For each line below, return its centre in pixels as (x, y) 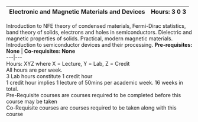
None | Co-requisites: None (41, 51)
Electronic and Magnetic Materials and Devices (77, 12)
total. (12, 89)
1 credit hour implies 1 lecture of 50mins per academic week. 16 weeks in (95, 83)
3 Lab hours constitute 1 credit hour (49, 76)
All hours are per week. (35, 70)
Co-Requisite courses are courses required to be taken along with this (91, 108)
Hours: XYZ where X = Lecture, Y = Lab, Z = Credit (68, 64)
